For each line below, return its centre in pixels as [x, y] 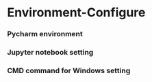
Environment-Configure [76, 13]
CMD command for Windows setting [69, 70]
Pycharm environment [45, 34]
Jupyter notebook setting [50, 53]
